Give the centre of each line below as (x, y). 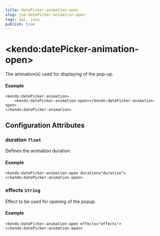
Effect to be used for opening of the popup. (51, 201)
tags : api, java (22, 19)
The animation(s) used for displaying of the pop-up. (59, 74)
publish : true (20, 24)
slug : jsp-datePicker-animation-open (45, 15)
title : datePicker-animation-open (42, 10)
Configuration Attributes (45, 125)
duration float (23, 140)
